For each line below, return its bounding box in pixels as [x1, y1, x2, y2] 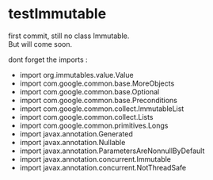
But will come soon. [8, 39, 73, 48]
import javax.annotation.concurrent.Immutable [19, 154, 172, 163]
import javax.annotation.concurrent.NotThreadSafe [19, 163, 187, 172]
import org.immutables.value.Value [19, 70, 134, 79]
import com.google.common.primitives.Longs [19, 121, 169, 130]
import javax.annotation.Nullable [19, 137, 126, 147]
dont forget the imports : [8, 55, 89, 64]
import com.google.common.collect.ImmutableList [19, 104, 184, 113]
